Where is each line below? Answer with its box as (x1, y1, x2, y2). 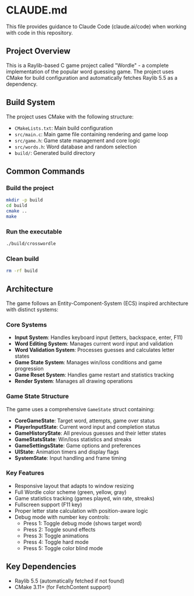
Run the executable (6, 227, 63, 235)
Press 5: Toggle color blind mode (23, 544, 103, 551)
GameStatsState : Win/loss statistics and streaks (14, 435, 132, 443)
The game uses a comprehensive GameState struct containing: (6, 405, 155, 412)
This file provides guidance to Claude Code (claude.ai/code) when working (6, 23, 187, 30)
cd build (6, 203, 27, 209)
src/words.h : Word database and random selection (14, 143, 137, 150)
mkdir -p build (6, 197, 43, 203)
